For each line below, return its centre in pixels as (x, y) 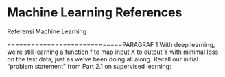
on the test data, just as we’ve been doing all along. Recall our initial (103, 59)
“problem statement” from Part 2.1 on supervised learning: (89, 66)
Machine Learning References (95, 13)
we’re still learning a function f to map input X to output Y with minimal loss (113, 52)
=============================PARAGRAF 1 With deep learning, (111, 44)
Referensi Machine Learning (47, 31)
